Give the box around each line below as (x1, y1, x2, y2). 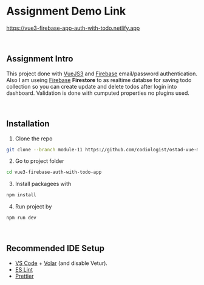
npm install (6, 192, 36, 198)
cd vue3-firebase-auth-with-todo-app (6, 169, 102, 176)
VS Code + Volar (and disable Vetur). (15, 259, 108, 267)
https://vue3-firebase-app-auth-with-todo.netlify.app (6, 24, 140, 32)
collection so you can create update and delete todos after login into (6, 83, 177, 90)
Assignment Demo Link (6, 4, 126, 18)
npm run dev (6, 215, 36, 221)
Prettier (15, 272, 34, 280)
